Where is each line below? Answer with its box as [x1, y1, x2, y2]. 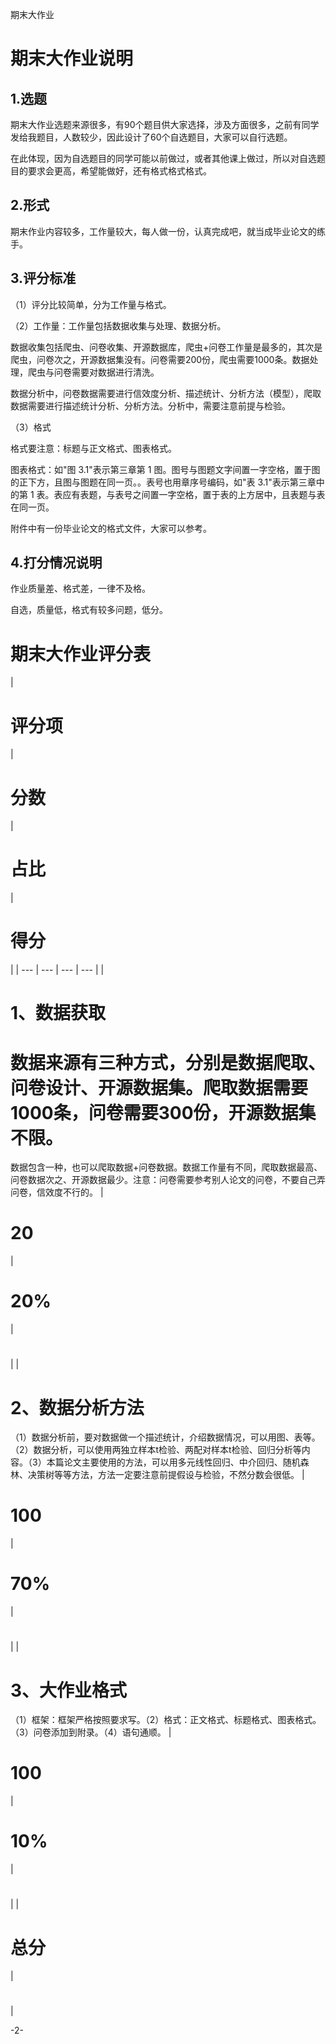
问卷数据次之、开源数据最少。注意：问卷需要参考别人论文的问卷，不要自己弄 [10, 1174, 326, 1186]
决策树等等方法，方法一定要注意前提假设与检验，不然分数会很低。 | [27, 1469, 305, 1481]
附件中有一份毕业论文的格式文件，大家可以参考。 [10, 522, 212, 534]
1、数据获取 [10, 1002, 107, 1025]
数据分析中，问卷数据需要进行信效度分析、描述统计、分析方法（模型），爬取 [10, 387, 322, 399]
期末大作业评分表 [10, 643, 152, 665]
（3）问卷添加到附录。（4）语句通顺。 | [10, 1726, 172, 1738]
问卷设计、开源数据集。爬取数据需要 [10, 1076, 309, 1099]
